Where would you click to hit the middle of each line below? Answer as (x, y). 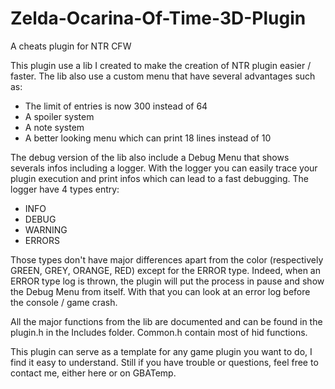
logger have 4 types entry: (65, 189)
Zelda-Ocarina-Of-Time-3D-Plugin (158, 18)
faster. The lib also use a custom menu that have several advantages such (163, 76)
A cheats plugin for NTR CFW (71, 46)
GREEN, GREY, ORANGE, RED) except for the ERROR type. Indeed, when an (165, 270)
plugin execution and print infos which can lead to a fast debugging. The (159, 178)
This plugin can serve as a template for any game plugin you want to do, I (161, 351)
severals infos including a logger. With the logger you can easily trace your (164, 168)
